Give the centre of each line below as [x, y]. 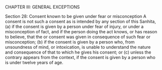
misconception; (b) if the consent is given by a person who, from [70, 42]
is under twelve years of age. [34, 63]
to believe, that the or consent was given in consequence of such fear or [78, 37]
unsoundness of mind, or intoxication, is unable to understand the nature [78, 47]
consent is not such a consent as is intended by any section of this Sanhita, [81, 21]
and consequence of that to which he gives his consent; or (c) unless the [78, 52]
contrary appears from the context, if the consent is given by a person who [80, 57]
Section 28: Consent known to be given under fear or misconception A [76, 16]
